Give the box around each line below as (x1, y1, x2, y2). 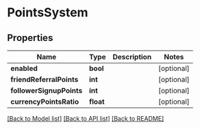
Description (112, 53, 152, 61)
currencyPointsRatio (10, 97, 79, 106)
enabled (10, 63, 38, 73)
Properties (7, 32, 53, 44)
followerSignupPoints (10, 86, 83, 95)
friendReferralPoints (10, 75, 79, 84)
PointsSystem (7, 5, 88, 20)
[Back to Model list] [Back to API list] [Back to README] (7, 115, 164, 122)
